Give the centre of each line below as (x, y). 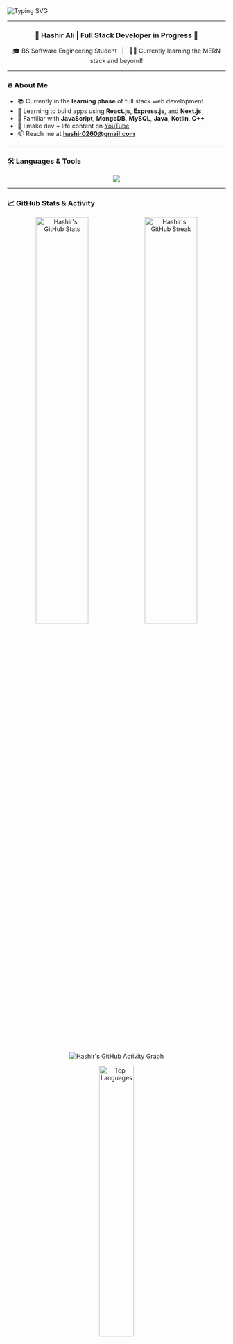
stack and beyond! (116, 61)
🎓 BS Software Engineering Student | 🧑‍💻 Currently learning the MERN (116, 51)
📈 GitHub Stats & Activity (51, 203)
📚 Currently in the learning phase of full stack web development (110, 101)
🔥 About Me (28, 85)
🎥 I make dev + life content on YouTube (73, 126)
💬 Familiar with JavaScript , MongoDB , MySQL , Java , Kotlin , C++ (111, 118)
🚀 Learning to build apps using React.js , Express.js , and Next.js (109, 111)
